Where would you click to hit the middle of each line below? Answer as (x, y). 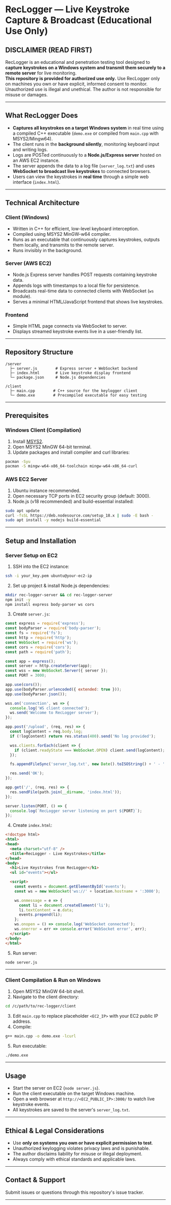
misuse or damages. (27, 95)
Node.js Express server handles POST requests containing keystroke (85, 275)
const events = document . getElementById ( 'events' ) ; (70, 887)
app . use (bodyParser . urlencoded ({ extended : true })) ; (64, 689)
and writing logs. (30, 150)
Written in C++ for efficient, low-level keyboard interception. (76, 229)
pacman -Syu (18, 461)
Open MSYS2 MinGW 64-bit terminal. (52, 447)
